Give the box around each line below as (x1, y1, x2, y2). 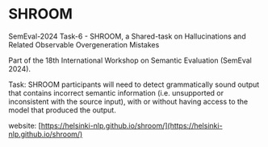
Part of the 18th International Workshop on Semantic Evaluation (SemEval (8, 55, 252, 65)
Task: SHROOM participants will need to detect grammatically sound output (8, 80, 260, 89)
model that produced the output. (8, 105, 117, 115)
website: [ (8, 120, 42, 130)
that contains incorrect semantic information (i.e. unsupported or (8, 88, 224, 97)
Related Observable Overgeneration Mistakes (8, 39, 160, 49)
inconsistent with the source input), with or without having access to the (8, 96, 249, 106)
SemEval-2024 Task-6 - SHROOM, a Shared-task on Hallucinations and (8, 31, 246, 41)
